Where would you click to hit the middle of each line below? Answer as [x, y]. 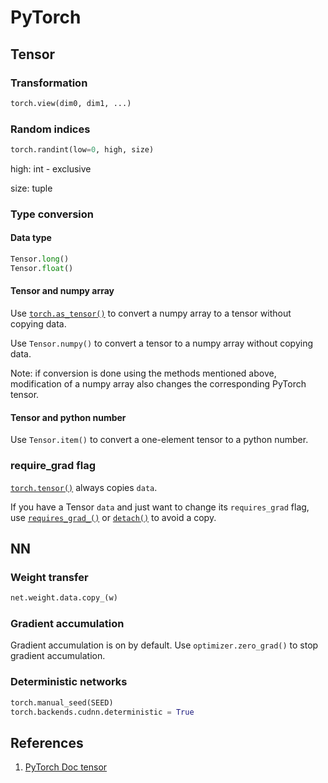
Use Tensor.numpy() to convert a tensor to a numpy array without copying [162, 343]
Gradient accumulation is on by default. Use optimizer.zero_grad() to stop [164, 645]
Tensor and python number [68, 417]
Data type [31, 238]
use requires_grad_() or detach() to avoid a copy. [113, 517]
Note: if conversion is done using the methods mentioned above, [143, 373]
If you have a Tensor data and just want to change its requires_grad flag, [160, 507]
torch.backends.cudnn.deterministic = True [102, 712]
